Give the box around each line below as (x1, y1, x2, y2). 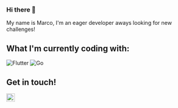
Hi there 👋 (6, 5, 37, 14)
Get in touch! (6, 77, 57, 87)
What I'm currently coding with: (6, 43, 130, 53)
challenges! (6, 25, 35, 33)
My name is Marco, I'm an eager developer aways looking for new (6, 19, 173, 27)
